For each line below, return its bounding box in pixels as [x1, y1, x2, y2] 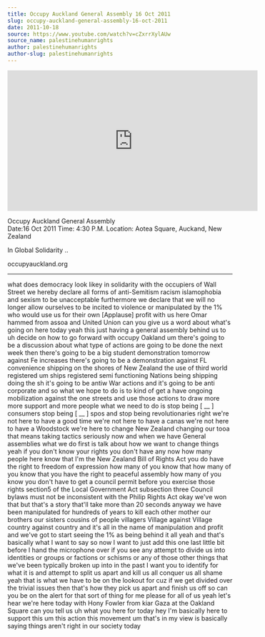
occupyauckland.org [7, 259, 68, 268]
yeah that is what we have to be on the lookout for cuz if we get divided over [7, 576, 233, 584]
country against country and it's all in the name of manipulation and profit [7, 523, 224, 531]
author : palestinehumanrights [7, 44, 98, 51]
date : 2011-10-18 [7, 24, 59, 31]
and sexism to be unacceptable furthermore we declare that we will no [7, 295, 216, 304]
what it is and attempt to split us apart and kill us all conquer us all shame [7, 568, 223, 577]
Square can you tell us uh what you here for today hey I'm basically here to [7, 606, 228, 615]
